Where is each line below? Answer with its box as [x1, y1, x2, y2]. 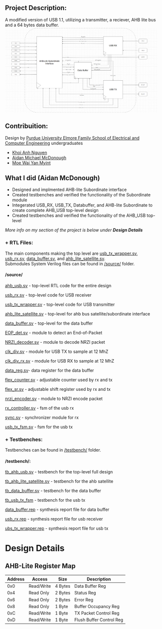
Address [7, 576, 25, 582]
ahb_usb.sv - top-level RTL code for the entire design [5, 282, 112, 288]
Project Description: [5, 4, 67, 12]
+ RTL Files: [5, 239, 33, 246]
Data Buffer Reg [74, 583, 106, 589]
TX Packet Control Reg [74, 610, 120, 616]
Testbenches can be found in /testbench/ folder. [5, 447, 102, 453]
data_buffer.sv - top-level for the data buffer [5, 320, 93, 326]
